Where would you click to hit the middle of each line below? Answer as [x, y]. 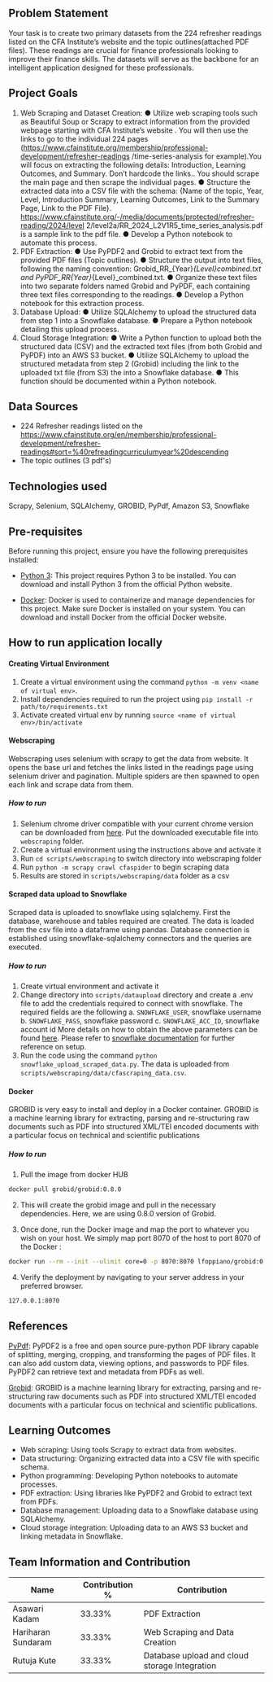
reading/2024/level [52, 225]
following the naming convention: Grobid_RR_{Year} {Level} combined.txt [141, 269]
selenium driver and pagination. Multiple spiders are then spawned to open [134, 776]
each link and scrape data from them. [71, 784]
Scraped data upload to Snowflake [68, 894]
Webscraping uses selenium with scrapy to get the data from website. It [129, 758]
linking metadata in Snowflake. [71, 1536]
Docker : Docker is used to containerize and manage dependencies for [138, 600]
